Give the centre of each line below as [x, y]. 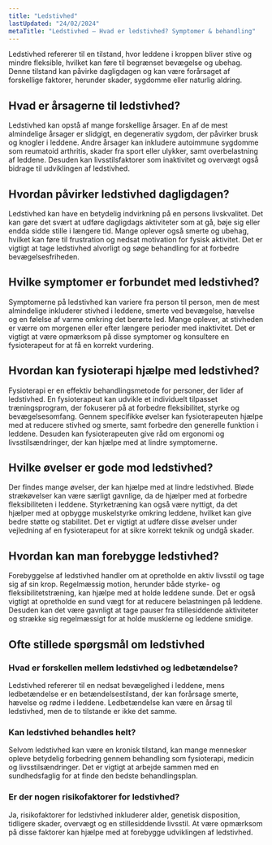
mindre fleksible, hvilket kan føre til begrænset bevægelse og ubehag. [125, 63]
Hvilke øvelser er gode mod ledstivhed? [111, 468]
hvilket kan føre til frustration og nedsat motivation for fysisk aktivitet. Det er [136, 240]
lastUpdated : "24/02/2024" [54, 24]
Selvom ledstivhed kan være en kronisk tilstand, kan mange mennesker [128, 750]
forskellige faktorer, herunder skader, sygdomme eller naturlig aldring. [125, 80]
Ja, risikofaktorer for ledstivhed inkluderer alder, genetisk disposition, [125, 815]
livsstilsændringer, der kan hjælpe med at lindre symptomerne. [113, 442]
